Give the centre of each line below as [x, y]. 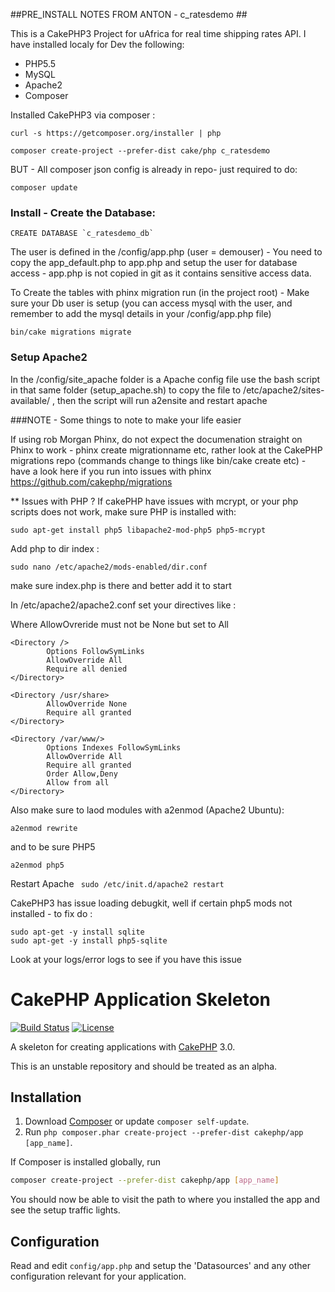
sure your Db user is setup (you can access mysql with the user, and [151, 303]
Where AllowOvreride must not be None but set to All [119, 624]
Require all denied [87, 669]
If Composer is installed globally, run [86, 1162]
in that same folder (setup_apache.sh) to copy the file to [126, 390]
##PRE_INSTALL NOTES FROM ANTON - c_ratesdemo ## [129, 14]
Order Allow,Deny [82, 774]
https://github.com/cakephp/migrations [91, 481]
